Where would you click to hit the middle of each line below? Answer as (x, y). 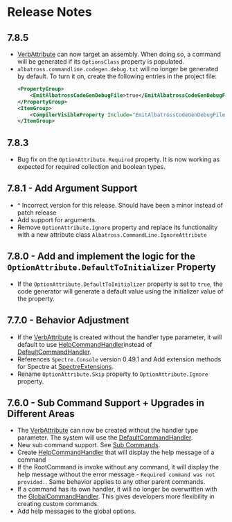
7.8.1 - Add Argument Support (72, 189)
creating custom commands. (58, 504)
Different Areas (41, 414)
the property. (36, 298)
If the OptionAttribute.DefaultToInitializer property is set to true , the (120, 284)
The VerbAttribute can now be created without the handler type (108, 431)
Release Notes (50, 12)
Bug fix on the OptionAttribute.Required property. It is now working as (118, 159)
